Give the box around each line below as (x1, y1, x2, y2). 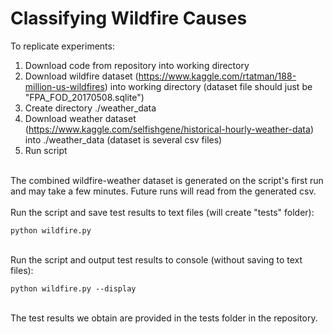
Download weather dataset (24, 112, 137, 124)
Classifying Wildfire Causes (10, 7, 248, 30)
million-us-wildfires (24, 80, 105, 92)
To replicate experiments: (10, 40, 115, 52)
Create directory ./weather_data (24, 102, 157, 114)
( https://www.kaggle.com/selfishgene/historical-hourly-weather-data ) (24, 123, 314, 135)
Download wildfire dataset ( (24, 70, 139, 82)
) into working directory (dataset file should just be (104, 80, 313, 92)
